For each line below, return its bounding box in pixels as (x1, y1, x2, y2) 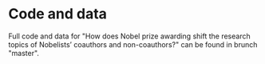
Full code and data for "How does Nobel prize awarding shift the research (8, 31, 251, 41)
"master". (8, 48, 40, 58)
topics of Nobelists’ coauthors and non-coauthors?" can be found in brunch (8, 39, 258, 49)
